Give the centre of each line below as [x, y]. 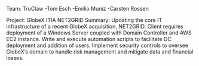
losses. [15, 58]
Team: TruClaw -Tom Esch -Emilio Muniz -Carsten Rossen [78, 9]
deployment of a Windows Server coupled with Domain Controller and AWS [99, 33]
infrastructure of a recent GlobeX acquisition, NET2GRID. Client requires [95, 26]
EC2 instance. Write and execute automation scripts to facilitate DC [89, 39]
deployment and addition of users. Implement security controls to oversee [97, 45]
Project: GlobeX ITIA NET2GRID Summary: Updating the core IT [84, 20]
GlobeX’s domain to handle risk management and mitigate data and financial [100, 52]
